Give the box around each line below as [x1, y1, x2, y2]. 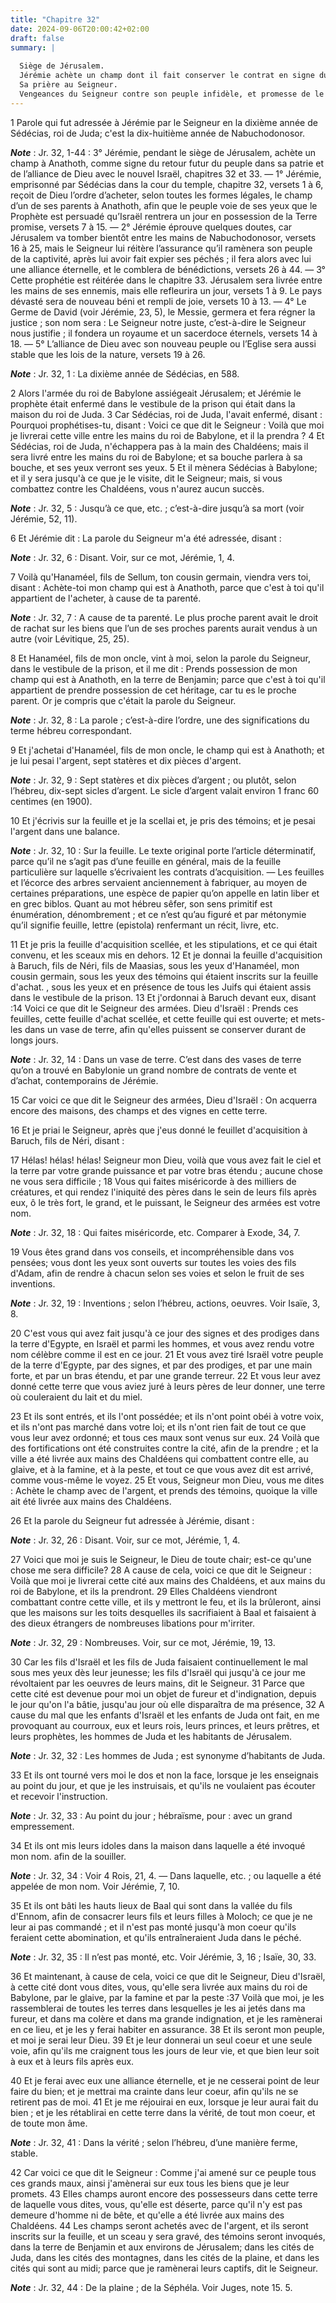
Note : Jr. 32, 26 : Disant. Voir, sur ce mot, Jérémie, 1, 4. [10, 1534, 241, 1546]
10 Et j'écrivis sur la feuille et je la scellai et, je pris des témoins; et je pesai [10, 814, 316, 826]
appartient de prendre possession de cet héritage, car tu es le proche [10, 684, 297, 696]
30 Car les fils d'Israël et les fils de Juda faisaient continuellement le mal [10, 1656, 308, 1668]
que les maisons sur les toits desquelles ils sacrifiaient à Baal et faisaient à [10, 1606, 317, 1618]
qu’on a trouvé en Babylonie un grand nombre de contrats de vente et [10, 1064, 297, 1076]
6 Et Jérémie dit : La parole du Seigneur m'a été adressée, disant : [10, 532, 282, 544]
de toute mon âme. [10, 2117, 88, 2129]
